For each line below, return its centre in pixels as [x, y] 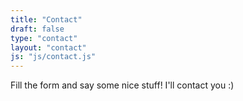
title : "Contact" [46, 19]
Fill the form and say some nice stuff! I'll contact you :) [122, 85]
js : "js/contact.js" [53, 57]
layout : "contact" [48, 47]
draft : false [37, 29]
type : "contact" [44, 38]
